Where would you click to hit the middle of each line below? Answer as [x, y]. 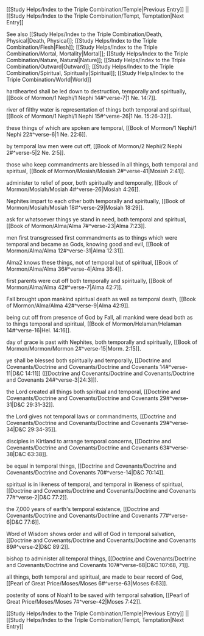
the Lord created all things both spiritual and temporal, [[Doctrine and [93, 391]
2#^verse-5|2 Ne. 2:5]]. [36, 153]
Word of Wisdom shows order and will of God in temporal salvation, [91, 534]
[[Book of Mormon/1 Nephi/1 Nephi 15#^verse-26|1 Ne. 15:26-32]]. [89, 116]
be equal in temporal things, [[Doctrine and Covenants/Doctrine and [91, 466]
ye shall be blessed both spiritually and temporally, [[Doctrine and [89, 360]
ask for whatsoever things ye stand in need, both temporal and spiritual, [97, 219]
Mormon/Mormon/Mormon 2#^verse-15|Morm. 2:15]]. [74, 348]
